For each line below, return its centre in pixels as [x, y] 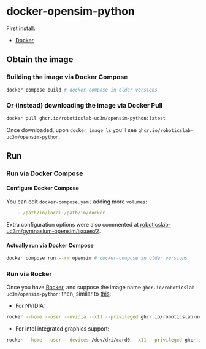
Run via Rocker [29, 274]
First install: [21, 28]
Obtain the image [40, 60]
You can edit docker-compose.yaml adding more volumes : [77, 202]
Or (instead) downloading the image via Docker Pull [85, 106]
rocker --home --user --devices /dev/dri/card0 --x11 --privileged [94, 340]
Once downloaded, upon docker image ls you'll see [72, 130]
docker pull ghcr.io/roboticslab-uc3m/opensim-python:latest [86, 118]
